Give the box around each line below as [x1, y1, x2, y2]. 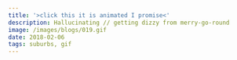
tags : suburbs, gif [8, 41, 72, 48]
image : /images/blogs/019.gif [8, 26, 108, 34]
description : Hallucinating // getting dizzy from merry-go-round [8, 19, 230, 26]
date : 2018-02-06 [8, 33, 65, 41]
